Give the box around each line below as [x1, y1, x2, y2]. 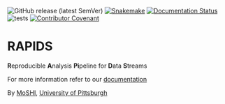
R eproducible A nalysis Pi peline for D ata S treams [7, 61, 147, 70]
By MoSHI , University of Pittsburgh [7, 88, 108, 97]
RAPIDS [7, 38, 53, 54]
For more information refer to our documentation [7, 75, 147, 83]
